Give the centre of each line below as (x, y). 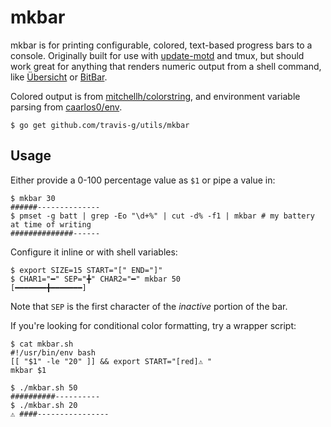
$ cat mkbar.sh (42, 344)
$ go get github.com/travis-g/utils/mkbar (100, 125)
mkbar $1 (28, 370)
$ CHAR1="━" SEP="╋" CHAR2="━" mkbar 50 (96, 279)
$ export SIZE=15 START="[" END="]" (86, 270)
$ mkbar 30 (33, 198)
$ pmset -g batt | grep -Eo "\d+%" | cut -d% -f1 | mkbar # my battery (162, 216)
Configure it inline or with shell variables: (94, 252)
